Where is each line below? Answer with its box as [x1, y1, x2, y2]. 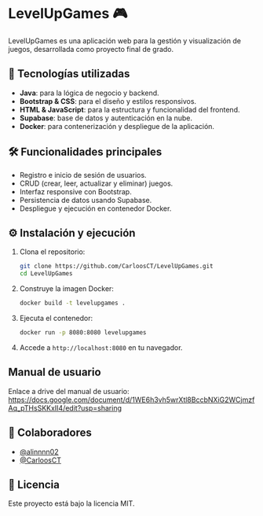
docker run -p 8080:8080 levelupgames [19, 329, 147, 337]
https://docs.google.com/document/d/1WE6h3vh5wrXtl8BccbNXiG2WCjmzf [8, 395, 255, 404]
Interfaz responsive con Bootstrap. [19, 186, 132, 196]
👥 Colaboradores [8, 426, 93, 440]
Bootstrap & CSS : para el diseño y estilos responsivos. [19, 96, 197, 105]
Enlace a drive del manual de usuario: [8, 386, 130, 396]
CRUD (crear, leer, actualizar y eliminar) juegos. [19, 179, 174, 188]
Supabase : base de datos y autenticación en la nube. [19, 113, 193, 123]
